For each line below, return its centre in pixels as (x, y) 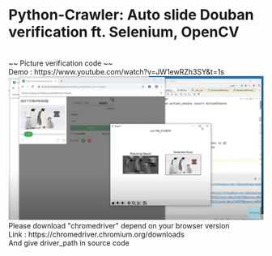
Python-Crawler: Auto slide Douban (131, 15)
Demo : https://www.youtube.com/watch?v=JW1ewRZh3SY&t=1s (117, 71)
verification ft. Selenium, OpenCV (124, 32)
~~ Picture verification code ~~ (61, 63)
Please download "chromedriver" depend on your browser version (119, 225)
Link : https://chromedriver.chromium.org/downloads (96, 234)
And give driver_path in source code (69, 243)
